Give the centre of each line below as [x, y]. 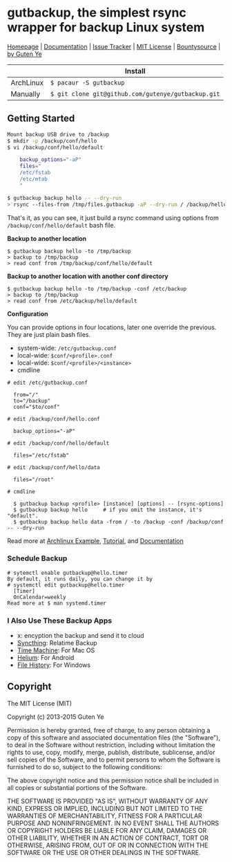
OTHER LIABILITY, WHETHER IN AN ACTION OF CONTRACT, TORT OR [108, 838]
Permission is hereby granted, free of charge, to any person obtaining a [109, 730]
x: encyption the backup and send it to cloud [80, 636]
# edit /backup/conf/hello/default [58, 443]
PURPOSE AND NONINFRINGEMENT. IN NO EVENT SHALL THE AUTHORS [113, 823]
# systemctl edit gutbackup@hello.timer [66, 585]
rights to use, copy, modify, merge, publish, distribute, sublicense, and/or [111, 752]
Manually [26, 93]
